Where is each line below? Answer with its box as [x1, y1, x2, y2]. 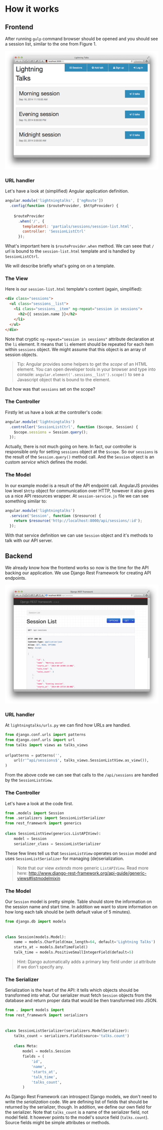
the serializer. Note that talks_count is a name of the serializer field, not [5, 1109, 148, 1115]
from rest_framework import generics [5, 821, 82, 826]
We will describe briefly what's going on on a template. [5, 263, 115, 269]
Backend [5, 552, 33, 560]
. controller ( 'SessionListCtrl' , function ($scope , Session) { [9, 424, 138, 429]
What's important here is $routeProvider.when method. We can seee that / [5, 243, 154, 249]
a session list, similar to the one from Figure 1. [5, 41, 97, 47]
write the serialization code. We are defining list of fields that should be [5, 1099, 148, 1105]
